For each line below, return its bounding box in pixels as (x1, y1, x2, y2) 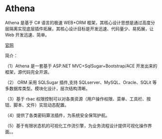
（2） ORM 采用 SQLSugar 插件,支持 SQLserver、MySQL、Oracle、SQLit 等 (5, 79, 157, 85)
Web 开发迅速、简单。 (5, 32, 49, 38)
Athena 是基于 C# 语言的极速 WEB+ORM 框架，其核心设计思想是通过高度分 (5, 20, 155, 25)
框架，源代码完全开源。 (5, 69, 52, 75)
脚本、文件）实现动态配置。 (13, 102, 69, 108)
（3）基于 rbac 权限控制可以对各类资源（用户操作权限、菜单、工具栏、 (5, 96, 147, 101)
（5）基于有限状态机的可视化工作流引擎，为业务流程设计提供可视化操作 (5, 122, 148, 128)
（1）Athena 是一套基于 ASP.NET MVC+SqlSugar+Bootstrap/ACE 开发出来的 (5, 63, 158, 69)
